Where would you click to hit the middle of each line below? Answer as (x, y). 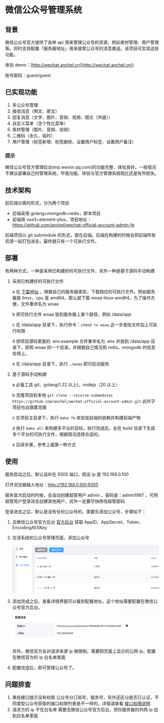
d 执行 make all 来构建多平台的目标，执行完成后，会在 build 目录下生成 (83, 428)
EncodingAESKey (30, 527)
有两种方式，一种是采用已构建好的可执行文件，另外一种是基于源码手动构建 (80, 271)
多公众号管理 (25, 105)
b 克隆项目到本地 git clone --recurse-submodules (62, 395)
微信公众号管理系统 (44, 10)
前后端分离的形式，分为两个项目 (37, 203)
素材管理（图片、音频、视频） (42, 129)
